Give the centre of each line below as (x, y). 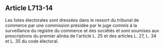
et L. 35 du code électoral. (32, 41)
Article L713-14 (29, 8)
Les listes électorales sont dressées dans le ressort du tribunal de (72, 20)
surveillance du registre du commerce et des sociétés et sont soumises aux (82, 30)
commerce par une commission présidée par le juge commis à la (71, 25)
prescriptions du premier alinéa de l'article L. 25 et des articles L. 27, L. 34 (81, 36)
